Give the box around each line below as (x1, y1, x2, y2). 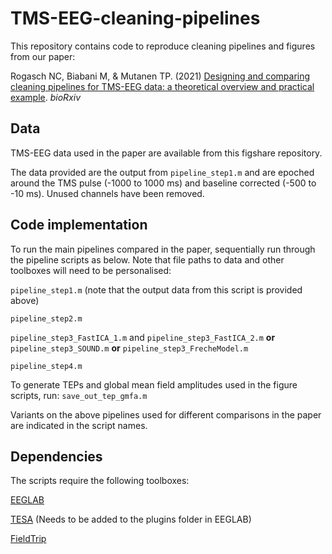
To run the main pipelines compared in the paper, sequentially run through (10, 243, 316, 255)
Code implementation (10, 217, 148, 234)
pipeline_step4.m (10, 361, 83, 371)
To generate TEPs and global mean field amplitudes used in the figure (10, 378, 298, 391)
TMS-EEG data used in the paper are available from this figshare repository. (10, 147, 323, 159)
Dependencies (10, 448, 103, 465)
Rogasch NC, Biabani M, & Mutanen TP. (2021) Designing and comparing (10, 70, 311, 82)
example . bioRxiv (10, 91, 82, 103)
